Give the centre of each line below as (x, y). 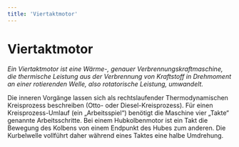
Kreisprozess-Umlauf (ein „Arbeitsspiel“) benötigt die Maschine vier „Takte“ (118, 113)
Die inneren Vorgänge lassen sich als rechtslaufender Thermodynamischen (118, 97)
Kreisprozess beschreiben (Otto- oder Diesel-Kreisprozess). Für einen (110, 105)
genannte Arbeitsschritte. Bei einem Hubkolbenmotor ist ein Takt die (108, 120)
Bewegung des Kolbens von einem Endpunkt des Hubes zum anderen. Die (117, 128)
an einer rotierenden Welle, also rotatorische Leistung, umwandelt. (105, 84)
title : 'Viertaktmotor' (43, 14)
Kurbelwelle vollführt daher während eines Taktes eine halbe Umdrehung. (116, 135)
